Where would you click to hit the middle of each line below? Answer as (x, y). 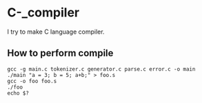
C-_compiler (43, 13)
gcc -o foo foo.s (32, 81)
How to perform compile (60, 53)
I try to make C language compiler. (56, 32)
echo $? (18, 93)
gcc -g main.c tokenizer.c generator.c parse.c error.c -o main (101, 69)
